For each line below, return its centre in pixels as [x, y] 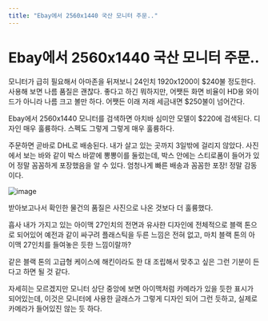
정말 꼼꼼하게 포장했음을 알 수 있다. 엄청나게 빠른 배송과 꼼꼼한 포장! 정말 [129, 165]
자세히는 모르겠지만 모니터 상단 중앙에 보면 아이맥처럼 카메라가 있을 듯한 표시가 [131, 288]
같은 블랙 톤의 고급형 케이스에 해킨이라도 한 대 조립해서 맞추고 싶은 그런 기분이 [130, 261]
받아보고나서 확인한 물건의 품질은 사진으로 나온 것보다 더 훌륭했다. [111, 208]
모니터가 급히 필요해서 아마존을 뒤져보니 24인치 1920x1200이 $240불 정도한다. [132, 81]
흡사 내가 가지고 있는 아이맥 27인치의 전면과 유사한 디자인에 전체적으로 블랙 [125, 224]
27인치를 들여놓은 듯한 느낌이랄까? [77, 244]
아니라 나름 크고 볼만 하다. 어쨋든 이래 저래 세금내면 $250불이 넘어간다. [134, 101]
